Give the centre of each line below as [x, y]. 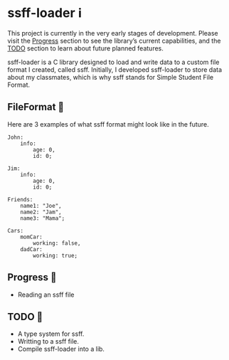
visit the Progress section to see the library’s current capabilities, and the [114, 41]
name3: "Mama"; [43, 218]
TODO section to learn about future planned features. [85, 48]
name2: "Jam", [41, 212]
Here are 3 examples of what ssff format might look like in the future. [108, 124]
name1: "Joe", [41, 206]
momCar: [31, 237]
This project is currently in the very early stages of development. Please [113, 33]
